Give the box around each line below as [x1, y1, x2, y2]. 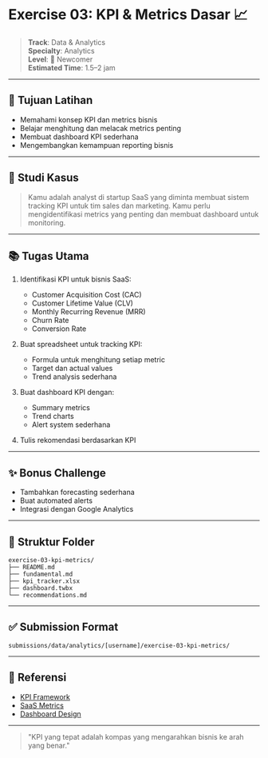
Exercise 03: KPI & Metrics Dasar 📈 [8, 6, 248, 24]
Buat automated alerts [19, 496, 93, 505]
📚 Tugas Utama [8, 249, 89, 263]
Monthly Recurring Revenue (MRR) [31, 307, 146, 317]
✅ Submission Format [8, 620, 119, 634]
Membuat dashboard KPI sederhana [19, 132, 139, 142]
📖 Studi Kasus [8, 171, 80, 185]
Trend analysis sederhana [31, 372, 117, 381]
